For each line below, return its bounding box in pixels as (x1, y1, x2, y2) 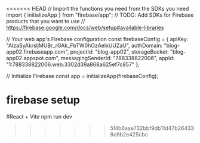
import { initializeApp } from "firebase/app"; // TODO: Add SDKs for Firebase (6, 11, 194, 18)
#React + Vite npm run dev (6, 113, 73, 120)
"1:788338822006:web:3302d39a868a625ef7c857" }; (6, 61, 140, 68)
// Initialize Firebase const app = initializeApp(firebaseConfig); (6, 73, 159, 79)
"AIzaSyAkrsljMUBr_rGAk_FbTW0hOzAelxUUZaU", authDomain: (6, 42, 163, 49)
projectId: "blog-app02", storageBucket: (70, 48, 169, 55)
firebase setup (6, 94, 81, 107)
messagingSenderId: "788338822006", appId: (60, 55, 175, 61)
